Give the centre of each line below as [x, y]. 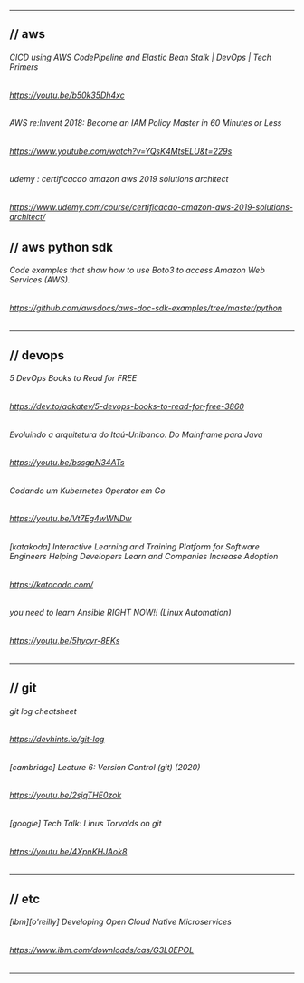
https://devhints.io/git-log [57, 740]
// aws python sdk [61, 247]
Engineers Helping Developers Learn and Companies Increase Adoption [144, 557]
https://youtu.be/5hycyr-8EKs [65, 640]
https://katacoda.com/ [51, 584]
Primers [24, 67]
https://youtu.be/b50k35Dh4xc [67, 95]
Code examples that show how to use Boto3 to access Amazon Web [137, 270]
